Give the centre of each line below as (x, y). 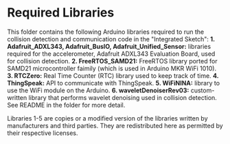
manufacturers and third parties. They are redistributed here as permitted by (115, 125)
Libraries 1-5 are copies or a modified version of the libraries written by (107, 118)
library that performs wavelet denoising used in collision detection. (123, 97)
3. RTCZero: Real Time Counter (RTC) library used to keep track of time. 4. (113, 75)
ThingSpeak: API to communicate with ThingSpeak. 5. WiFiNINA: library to (114, 83)
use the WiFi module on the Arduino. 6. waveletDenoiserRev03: (98, 90)
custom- (203, 90)
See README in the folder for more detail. (66, 105)
